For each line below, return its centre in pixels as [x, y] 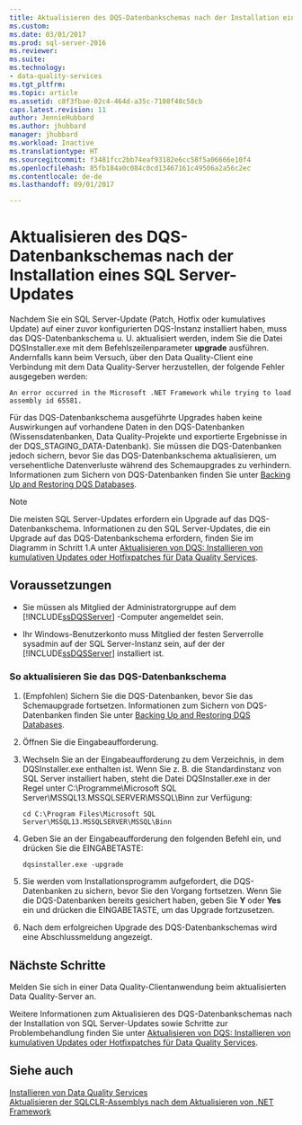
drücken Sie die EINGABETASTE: [83, 848]
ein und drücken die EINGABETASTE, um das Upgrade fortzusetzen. [148, 910]
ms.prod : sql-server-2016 [58, 43]
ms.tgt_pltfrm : [38, 84]
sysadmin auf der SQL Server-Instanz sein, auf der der [124, 643]
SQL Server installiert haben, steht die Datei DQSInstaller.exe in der [147, 779]
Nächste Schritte [58, 966]
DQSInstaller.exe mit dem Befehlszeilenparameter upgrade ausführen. [139, 348]
